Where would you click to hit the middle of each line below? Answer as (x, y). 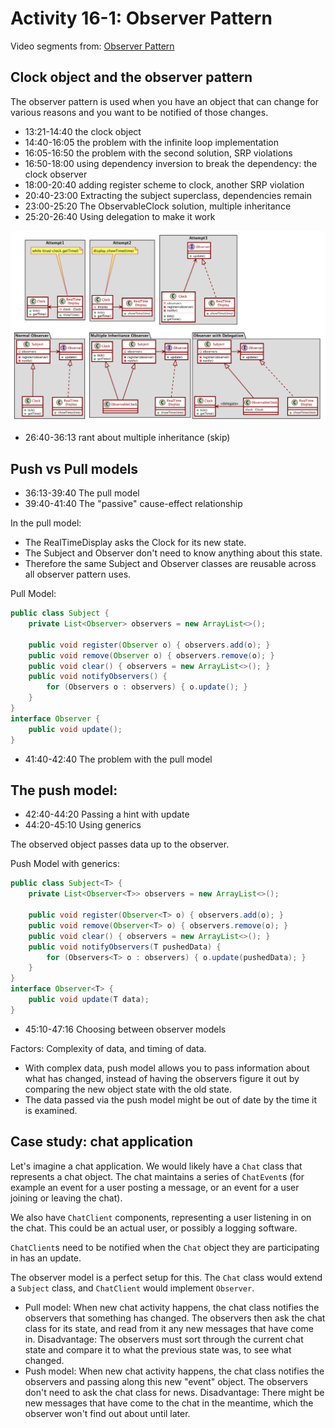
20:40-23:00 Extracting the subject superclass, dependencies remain (168, 195)
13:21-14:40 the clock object (83, 131)
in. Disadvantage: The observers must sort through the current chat (164, 1339)
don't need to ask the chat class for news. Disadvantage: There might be (174, 1392)
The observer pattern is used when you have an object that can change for (164, 101)
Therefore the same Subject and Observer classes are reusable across (170, 564)
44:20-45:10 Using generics (83, 825)
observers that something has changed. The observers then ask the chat (175, 1318)
